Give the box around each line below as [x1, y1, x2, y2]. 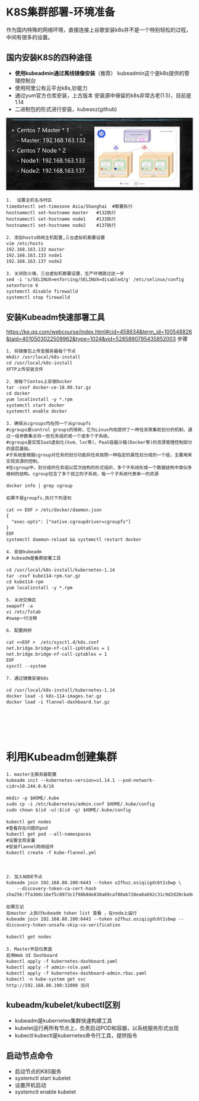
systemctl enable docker [6, 408, 68, 414]
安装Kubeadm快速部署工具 [6, 312, 105, 322]
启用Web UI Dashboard [6, 953, 58, 959]
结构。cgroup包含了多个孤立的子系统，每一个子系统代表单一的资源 [19, 471, 159, 477]
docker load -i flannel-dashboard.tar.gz [6, 699, 110, 705]
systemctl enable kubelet [14, 1088, 76, 1095]
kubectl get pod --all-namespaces [6, 832, 92, 837]
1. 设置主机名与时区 [6, 197, 52, 204]
